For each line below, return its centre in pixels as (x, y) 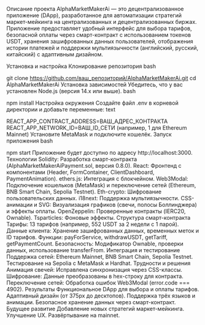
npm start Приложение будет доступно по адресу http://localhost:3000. (99, 153)
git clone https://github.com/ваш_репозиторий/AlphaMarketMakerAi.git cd (101, 78)
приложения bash (30, 141)
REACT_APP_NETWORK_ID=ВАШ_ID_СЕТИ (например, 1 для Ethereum (97, 128)
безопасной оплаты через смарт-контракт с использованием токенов (99, 35)
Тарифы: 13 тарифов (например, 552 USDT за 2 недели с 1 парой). (93, 224)
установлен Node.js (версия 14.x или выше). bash (71, 91)
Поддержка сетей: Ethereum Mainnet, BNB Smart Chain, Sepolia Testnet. (100, 257)
